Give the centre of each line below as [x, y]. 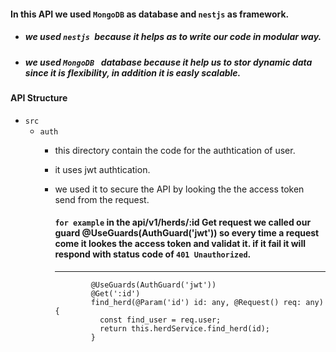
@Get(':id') [115, 293]
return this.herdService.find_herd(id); [185, 328]
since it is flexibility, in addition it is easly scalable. [133, 72]
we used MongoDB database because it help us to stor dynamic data [168, 62]
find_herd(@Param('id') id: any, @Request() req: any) [207, 302]
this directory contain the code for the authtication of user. [175, 150]
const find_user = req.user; [160, 320]
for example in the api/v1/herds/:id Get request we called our [183, 222]
